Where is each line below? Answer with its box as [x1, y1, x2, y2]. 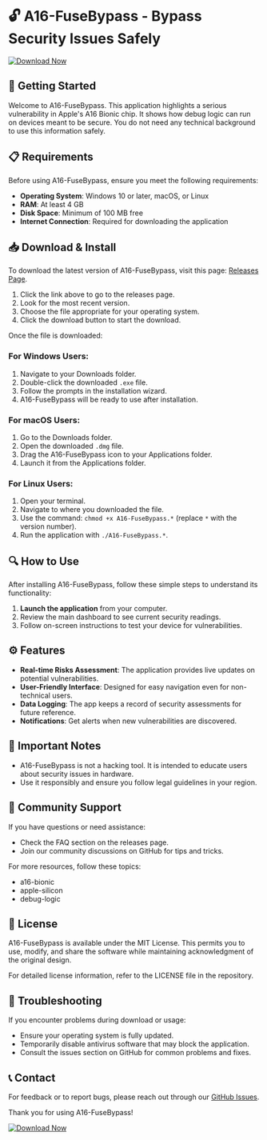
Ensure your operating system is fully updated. [19, 1030, 174, 1041]
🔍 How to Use [8, 554, 80, 568]
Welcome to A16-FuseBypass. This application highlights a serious [8, 100, 227, 110]
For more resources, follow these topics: [8, 862, 141, 871]
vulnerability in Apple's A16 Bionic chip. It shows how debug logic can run [8, 109, 251, 118]
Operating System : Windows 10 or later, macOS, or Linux [19, 190, 209, 201]
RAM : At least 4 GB [19, 199, 84, 209]
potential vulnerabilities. [19, 674, 99, 683]
